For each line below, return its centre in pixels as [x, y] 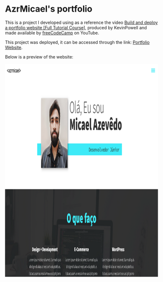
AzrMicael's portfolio [49, 9]
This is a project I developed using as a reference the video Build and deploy [81, 22]
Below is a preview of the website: [39, 56]
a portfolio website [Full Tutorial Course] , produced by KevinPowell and [76, 27]
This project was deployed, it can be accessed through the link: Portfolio [77, 42]
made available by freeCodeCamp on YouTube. [52, 33]
